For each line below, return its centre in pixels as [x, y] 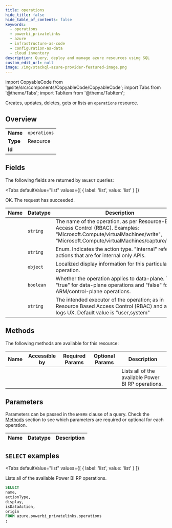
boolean [37, 285]
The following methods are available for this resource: [62, 343]
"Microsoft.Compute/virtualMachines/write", [109, 234]
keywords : [16, 24]
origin [12, 512]
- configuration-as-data [36, 48]
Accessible [42, 356]
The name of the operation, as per [96, 221]
